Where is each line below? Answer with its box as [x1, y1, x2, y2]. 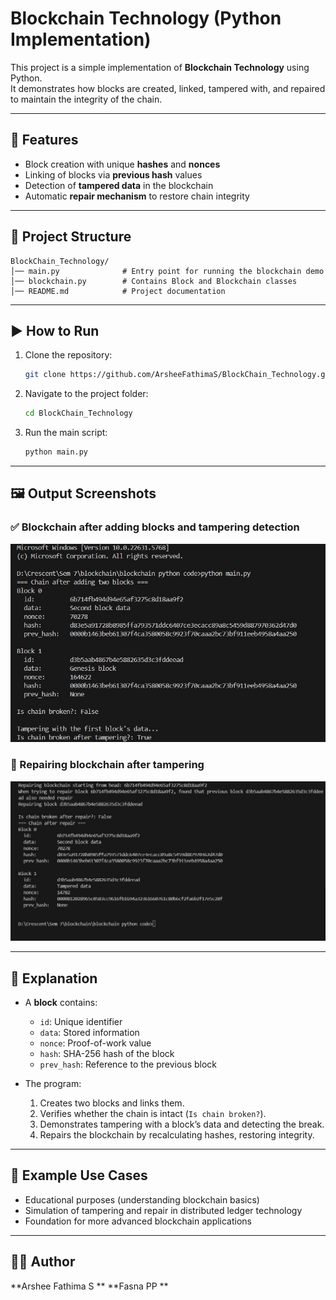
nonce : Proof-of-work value [39, 1037, 152, 1049]
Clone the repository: [24, 349, 113, 361]
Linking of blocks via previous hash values [24, 168, 203, 181]
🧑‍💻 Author [10, 1253, 76, 1271]
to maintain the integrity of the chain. [10, 93, 163, 105]
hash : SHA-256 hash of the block [39, 1047, 175, 1059]
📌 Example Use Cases [10, 1167, 148, 1184]
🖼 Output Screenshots [10, 485, 157, 502]
